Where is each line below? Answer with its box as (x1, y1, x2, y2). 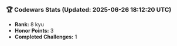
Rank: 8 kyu (14, 21, 44, 28)
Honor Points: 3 (14, 27, 54, 34)
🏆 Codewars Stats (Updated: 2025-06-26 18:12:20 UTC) (6, 5, 172, 13)
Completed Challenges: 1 (14, 33, 77, 40)
